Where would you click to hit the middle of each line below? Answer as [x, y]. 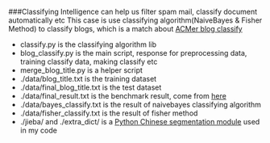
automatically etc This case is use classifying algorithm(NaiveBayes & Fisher [135, 20]
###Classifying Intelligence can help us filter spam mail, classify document [133, 12]
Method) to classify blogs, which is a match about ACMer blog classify [126, 29]
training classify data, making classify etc [89, 61]
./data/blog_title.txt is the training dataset [88, 79]
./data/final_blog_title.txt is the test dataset [91, 87]
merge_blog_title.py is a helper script [81, 70]
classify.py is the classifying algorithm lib [88, 44]
